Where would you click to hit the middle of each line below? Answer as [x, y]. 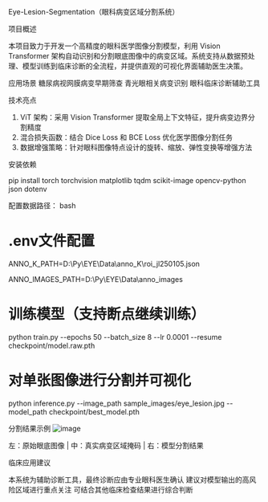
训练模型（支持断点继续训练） [107, 314]
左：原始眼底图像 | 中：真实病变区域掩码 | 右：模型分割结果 [106, 445]
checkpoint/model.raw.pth [52, 345]
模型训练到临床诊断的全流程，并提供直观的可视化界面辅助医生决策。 [134, 66]
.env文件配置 [51, 241]
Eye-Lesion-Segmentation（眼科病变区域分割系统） [94, 12]
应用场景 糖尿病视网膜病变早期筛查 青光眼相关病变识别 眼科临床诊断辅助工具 [134, 83]
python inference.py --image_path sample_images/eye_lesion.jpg [116, 403]
